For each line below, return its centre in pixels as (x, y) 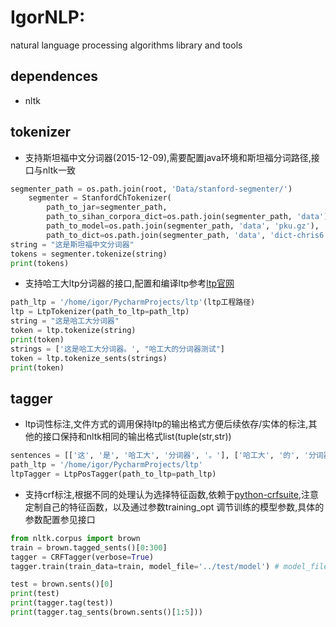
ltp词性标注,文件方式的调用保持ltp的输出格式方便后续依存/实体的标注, (166, 424)
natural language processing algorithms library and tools (126, 45)
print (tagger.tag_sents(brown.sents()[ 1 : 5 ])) (106, 612)
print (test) (35, 594)
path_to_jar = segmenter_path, (107, 207)
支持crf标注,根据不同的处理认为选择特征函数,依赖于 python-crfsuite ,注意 (171, 494)
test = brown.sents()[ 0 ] (62, 584)
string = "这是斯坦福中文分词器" (72, 244)
